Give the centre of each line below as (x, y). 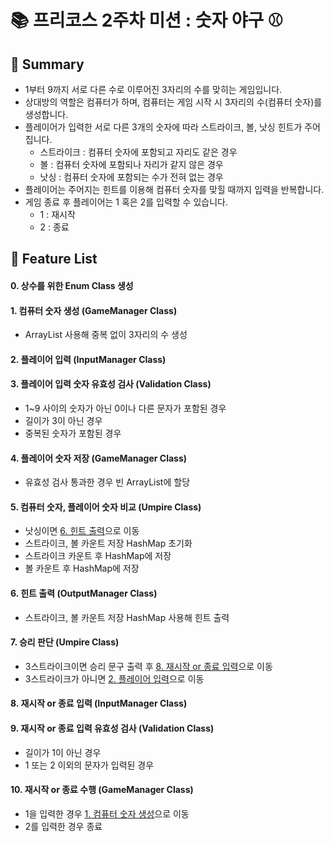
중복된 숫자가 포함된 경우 (73, 433)
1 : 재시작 (57, 214)
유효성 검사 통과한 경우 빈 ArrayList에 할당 (107, 482)
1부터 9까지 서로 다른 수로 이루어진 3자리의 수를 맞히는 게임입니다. (153, 89)
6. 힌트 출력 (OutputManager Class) (84, 593)
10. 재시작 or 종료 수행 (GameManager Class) (102, 790)
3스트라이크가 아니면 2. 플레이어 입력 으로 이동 (114, 678)
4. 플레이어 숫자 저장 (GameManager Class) (99, 458)
